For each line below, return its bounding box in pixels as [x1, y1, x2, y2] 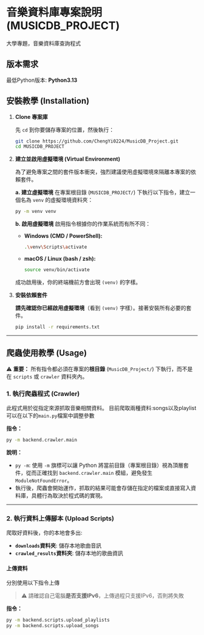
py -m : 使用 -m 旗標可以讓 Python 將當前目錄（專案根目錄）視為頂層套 [15, 462, 189, 469]
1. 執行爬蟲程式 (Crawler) [6, 389, 80, 398]
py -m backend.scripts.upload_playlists [6, 617, 110, 623]
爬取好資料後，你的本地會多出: [6, 529, 83, 537]
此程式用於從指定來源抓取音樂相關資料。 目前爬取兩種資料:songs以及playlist [6, 404, 197, 411]
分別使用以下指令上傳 [6, 579, 59, 586]
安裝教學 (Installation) [6, 96, 90, 106]
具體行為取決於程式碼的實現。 [31, 492, 106, 499]
